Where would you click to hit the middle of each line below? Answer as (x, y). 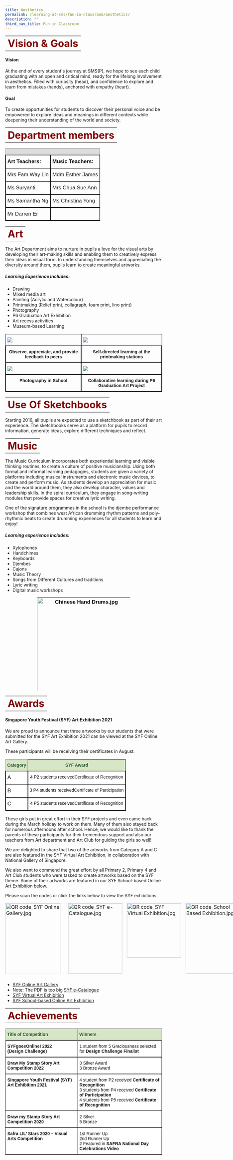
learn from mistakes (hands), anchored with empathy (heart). (68, 87)
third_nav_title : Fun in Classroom (42, 24)
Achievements (43, 1016)
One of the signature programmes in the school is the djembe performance (82, 508)
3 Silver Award (93, 1063)
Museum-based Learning (38, 326)
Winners (88, 1034)
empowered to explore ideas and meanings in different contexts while (77, 115)
